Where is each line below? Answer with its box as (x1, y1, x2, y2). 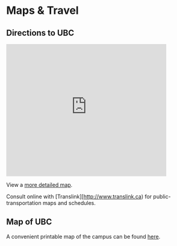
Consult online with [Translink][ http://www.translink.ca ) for (6, 193, 152, 200)
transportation (6, 199, 42, 206)
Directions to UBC (6, 28, 74, 38)
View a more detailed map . (6, 181, 73, 188)
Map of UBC (6, 217, 52, 227)
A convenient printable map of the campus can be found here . (6, 233, 161, 240)
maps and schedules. (42, 199, 96, 206)
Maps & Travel (6, 4, 79, 18)
